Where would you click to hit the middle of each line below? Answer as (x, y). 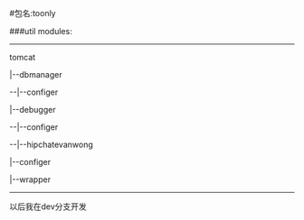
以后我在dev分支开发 (48, 206)
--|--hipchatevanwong (51, 144)
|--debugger (33, 110)
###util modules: (41, 31)
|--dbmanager (36, 74)
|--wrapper (30, 179)
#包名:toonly (33, 13)
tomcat (23, 57)
